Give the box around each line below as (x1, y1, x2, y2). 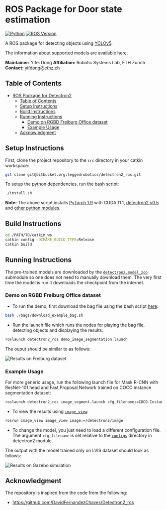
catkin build (5, 242, 32, 247)
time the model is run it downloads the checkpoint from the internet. (5, 279, 145, 285)
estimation (5, 14, 51, 25)
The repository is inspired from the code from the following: (5, 490, 128, 496)
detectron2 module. (12, 437, 53, 444)
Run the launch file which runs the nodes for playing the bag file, (12, 322, 145, 328)
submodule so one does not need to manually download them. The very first (5, 274, 162, 280)
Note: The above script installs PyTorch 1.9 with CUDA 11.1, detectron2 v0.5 (5, 200, 159, 206)
